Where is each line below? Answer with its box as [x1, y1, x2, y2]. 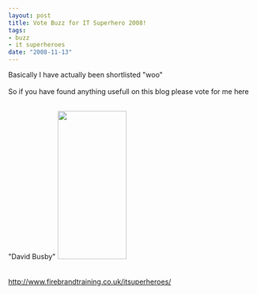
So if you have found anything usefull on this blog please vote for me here [8, 87, 249, 96]
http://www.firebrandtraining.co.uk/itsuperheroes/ [8, 277, 172, 286]
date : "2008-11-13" [8, 48, 73, 56]
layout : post [8, 11, 51, 20]
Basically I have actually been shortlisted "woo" [8, 70, 164, 79]
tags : [8, 26, 26, 34]
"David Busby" [8, 252, 56, 261]
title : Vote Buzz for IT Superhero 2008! [8, 19, 147, 27]
